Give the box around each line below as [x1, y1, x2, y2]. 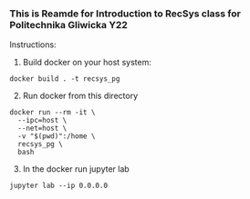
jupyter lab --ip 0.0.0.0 [9, 181, 108, 191]
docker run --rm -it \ [9, 108, 96, 117]
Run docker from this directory [22, 90, 139, 102]
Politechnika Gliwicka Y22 [9, 18, 128, 31]
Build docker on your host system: [22, 57, 152, 68]
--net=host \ [17, 124, 68, 134]
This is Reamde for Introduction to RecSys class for [9, 7, 242, 20]
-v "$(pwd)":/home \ [17, 132, 96, 141]
